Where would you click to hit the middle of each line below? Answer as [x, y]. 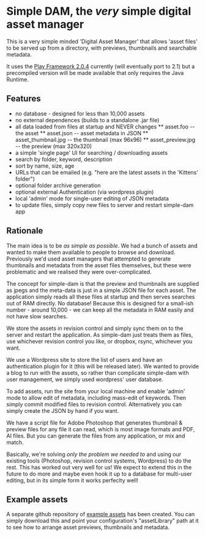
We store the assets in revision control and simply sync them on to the [95, 328]
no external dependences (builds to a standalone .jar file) [87, 120]
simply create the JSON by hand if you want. [63, 410]
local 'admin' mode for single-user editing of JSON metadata [92, 198]
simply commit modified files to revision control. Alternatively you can [94, 404]
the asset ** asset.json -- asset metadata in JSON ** [82, 133]
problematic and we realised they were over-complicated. [79, 272]
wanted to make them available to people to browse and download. [91, 252]
